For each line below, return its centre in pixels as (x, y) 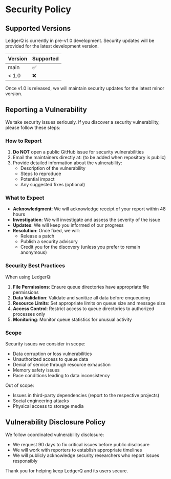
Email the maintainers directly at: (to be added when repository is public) (89, 158)
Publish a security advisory (49, 242)
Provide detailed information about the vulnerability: (67, 163)
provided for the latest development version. (52, 46)
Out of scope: (20, 385)
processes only (29, 314)
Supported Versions (38, 28)
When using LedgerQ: (28, 277)
